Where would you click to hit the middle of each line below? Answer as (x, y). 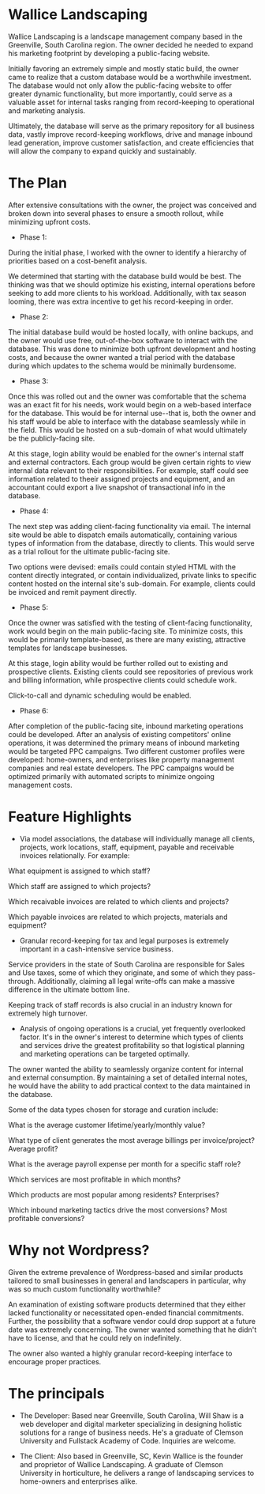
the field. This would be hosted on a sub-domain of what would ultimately (128, 429)
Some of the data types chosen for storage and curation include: (113, 1110)
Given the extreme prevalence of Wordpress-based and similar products (126, 1272)
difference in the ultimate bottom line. (69, 989)
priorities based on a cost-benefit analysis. (78, 261)
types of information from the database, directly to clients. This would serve (131, 543)
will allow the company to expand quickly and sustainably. (103, 151)
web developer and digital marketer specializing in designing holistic (131, 1424)
